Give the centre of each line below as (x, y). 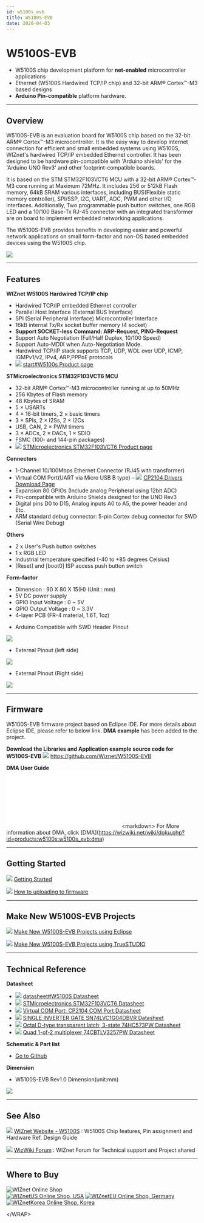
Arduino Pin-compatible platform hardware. (70, 96)
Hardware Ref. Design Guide (42, 1138)
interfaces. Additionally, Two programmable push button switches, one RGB (101, 205)
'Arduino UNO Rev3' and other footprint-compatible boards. (81, 168)
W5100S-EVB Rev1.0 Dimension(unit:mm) (67, 1080)
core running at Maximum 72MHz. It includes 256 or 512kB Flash (97, 186)
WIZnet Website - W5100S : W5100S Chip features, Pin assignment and (103, 1131)
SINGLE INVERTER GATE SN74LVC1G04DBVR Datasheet (93, 1018)
